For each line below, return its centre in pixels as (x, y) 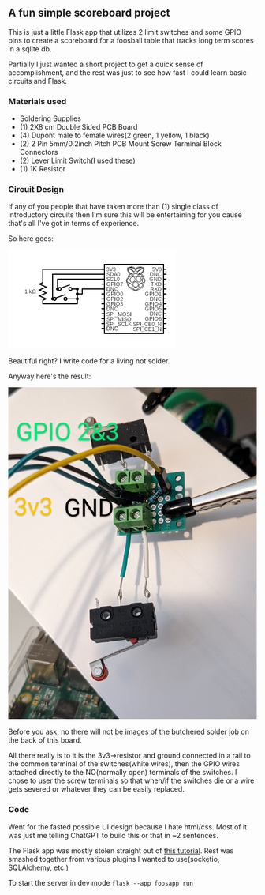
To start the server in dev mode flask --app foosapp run (101, 882)
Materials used (37, 101)
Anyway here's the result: (50, 376)
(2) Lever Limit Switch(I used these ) (77, 160)
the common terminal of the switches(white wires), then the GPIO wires (124, 764)
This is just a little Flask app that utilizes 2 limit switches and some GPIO (125, 32)
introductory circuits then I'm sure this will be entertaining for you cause (125, 215)
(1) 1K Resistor (42, 169)
